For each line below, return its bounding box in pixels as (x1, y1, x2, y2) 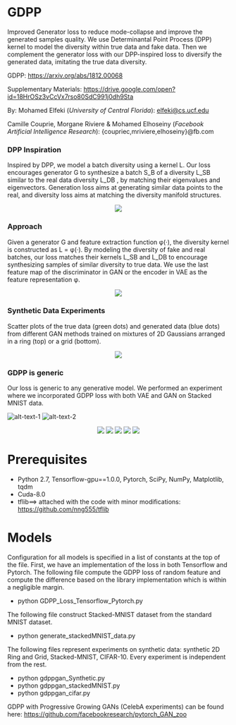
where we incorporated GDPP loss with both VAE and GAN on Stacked (7, 391, 212, 400)
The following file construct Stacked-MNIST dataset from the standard (7, 611, 212, 619)
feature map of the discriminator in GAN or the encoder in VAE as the (7, 267, 208, 276)
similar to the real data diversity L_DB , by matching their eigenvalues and (7, 176, 221, 184)
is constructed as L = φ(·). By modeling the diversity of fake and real (7, 245, 206, 254)
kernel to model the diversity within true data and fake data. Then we (7, 42, 207, 51)
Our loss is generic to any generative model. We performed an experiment (7, 384, 223, 392)
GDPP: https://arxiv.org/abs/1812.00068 (7, 71, 123, 80)
